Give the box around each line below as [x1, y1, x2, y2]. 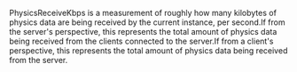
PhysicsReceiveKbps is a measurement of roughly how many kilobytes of [9, 8, 277, 18]
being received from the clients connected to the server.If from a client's [9, 36, 274, 46]
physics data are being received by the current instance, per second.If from [9, 17, 285, 28]
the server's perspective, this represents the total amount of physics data [9, 27, 277, 36]
